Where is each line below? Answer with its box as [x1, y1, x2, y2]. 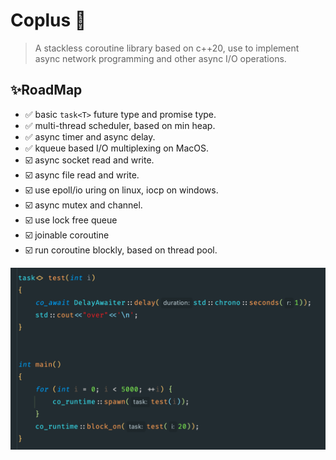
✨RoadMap [10, 82, 83, 99]
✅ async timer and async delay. [24, 130, 156, 143]
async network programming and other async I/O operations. [34, 52, 287, 64]
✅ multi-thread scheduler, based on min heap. [24, 119, 216, 131]
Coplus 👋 [10, 9, 87, 32]
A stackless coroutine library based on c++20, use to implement [34, 42, 300, 54]
